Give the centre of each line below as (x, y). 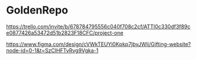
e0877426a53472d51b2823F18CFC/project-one (65, 32)
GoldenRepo (37, 10)
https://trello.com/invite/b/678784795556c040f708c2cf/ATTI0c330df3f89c (98, 26)
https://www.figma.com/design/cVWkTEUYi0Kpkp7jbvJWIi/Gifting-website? (98, 44)
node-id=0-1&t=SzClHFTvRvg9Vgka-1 (52, 50)
